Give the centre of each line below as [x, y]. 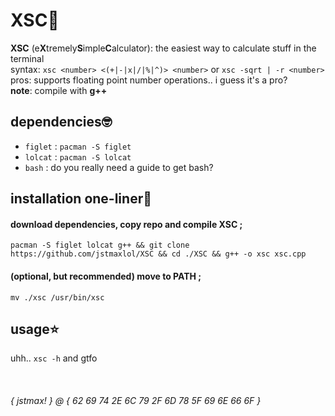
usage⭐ [35, 329]
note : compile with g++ [59, 90]
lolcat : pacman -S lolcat [78, 156]
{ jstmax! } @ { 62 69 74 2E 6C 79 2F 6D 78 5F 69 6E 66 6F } [136, 400]
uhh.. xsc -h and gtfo [54, 358]
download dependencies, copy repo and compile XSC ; [126, 224]
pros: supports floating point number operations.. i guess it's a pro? [149, 80]
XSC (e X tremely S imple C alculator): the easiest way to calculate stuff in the [163, 48]
